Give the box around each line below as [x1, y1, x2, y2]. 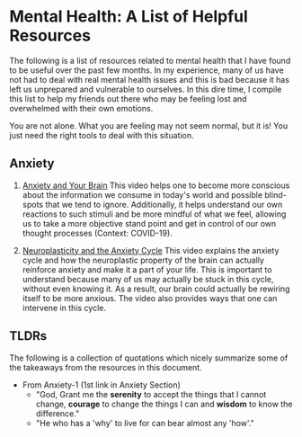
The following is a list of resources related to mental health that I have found [9, 55, 291, 66]
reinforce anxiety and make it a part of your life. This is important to [22, 263, 272, 275]
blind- [264, 189, 287, 200]
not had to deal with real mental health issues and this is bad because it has [9, 74, 290, 85]
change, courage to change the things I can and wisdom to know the [35, 398, 293, 409]
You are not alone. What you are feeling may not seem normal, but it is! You [9, 120, 289, 131]
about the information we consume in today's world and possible [22, 189, 263, 200]
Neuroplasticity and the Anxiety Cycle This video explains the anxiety [22, 245, 280, 255]
